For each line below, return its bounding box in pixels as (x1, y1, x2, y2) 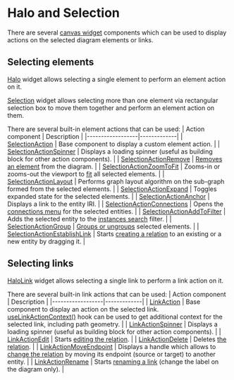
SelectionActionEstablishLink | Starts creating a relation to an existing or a (7, 229, 222, 238)
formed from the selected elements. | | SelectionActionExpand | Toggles (7, 185, 217, 193)
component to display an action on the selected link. (7, 305, 159, 313)
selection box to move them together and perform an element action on (7, 104, 215, 112)
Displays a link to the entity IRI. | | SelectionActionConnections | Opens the (7, 200, 224, 208)
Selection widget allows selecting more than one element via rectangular (7, 96, 218, 104)
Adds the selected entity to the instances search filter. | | (7, 214, 172, 223)
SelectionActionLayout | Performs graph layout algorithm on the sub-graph (7, 177, 225, 185)
